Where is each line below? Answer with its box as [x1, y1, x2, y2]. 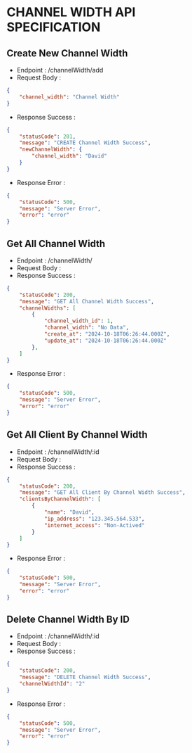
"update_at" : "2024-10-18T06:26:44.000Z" [43, 337, 167, 344]
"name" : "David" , [43, 509, 95, 516]
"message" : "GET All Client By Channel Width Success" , [19, 489, 186, 496]
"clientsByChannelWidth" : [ [19, 495, 101, 503]
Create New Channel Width [6, 47, 128, 59]
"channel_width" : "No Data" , [43, 324, 130, 331]
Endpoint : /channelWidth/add [16, 66, 104, 74]
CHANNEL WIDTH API [6, 4, 136, 20]
